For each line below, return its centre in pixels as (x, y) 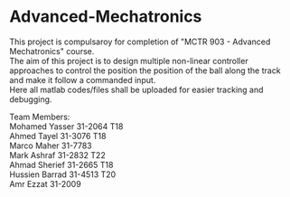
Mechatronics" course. (52, 51)
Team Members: (40, 117)
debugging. (31, 99)
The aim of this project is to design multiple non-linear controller (129, 61)
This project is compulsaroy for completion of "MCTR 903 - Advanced (140, 42)
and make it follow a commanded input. (83, 80)
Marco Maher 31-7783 (51, 145)
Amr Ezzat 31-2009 (45, 183)
